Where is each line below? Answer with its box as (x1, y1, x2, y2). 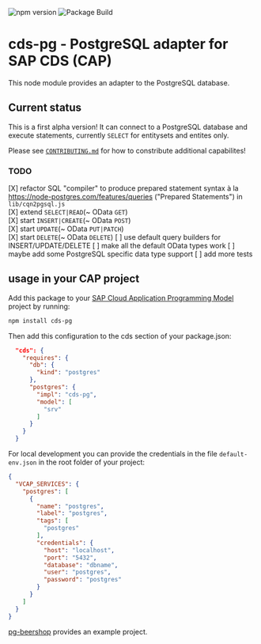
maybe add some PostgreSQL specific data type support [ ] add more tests (8, 249, 253, 259)
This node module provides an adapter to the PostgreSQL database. (8, 78, 230, 87)
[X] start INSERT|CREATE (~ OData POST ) (8, 216, 131, 225)
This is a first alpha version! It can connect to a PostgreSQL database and (8, 122, 248, 131)
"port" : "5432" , (43, 554, 97, 562)
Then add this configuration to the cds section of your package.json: (8, 331, 232, 340)
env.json (8, 459, 37, 467)
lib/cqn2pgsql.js (8, 200, 66, 209)
